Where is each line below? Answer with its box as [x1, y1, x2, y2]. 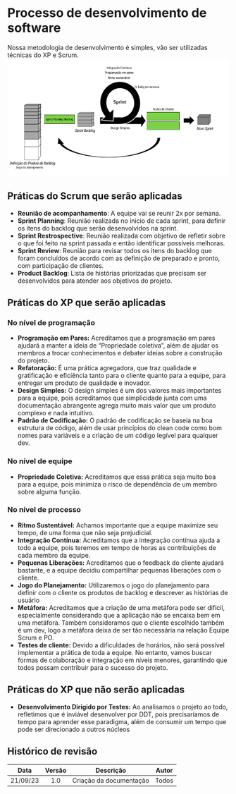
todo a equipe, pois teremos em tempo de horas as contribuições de [17, 543, 216, 551]
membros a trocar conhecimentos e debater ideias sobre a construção [17, 349, 223, 358]
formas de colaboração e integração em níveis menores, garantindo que [17, 656, 228, 664]
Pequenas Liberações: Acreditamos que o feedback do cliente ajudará [17, 558, 224, 567]
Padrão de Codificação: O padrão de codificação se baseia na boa [17, 416, 213, 425]
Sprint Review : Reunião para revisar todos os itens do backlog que [17, 246, 213, 255]
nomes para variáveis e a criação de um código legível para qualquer [17, 432, 218, 440]
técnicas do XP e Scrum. [7, 51, 79, 59]
